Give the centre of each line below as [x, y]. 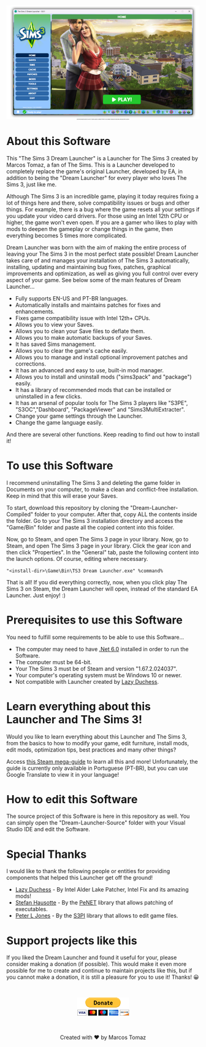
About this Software [59, 141]
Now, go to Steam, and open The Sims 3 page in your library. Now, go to [97, 539]
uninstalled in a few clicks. [48, 396]
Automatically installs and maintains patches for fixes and [88, 305]
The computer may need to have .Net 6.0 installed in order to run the [102, 649]
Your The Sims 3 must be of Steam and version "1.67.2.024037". [96, 669]
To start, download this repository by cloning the [67, 508]
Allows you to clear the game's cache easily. [71, 350]
